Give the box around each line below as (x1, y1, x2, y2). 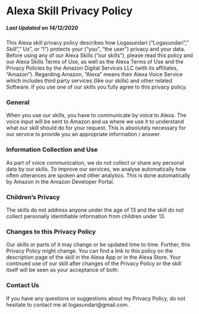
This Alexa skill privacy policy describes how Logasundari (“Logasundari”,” (6, 39, 189, 46)
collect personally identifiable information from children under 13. (6, 213, 166, 220)
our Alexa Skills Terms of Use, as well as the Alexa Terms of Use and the (6, 58, 184, 65)
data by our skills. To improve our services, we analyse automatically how (6, 165, 187, 172)
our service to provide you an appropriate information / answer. (6, 131, 162, 138)
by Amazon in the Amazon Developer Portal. (6, 178, 115, 185)
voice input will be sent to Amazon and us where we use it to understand (6, 118, 184, 125)
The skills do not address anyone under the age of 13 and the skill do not (6, 206, 184, 213)
